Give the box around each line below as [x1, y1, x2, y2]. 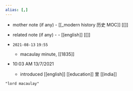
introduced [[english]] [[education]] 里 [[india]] [20, 71, 117, 77]
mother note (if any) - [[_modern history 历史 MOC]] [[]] [12, 21, 128, 27]
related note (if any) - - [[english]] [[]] [12, 31, 91, 37]
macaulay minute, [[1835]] [20, 51, 75, 57]
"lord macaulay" [5, 81, 39, 86]
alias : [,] [5, 7, 28, 12]
